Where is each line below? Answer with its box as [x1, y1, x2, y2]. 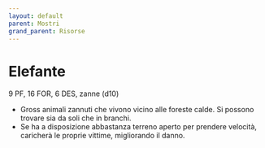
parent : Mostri [8, 20, 60, 28]
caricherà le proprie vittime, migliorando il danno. [20, 131, 185, 141]
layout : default [8, 11, 63, 20]
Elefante [8, 62, 67, 81]
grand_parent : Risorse [8, 27, 85, 35]
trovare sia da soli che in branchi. [20, 113, 132, 123]
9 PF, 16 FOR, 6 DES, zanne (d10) [8, 89, 119, 98]
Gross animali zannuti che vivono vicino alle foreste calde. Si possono [20, 105, 254, 115]
